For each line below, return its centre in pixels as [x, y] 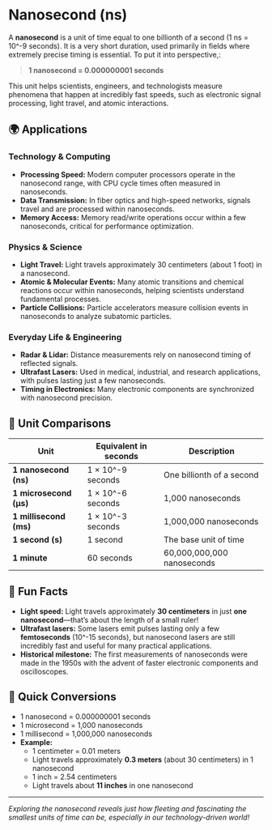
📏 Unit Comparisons [60, 423]
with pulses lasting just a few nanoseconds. [93, 381]
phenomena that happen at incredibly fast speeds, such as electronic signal [135, 94]
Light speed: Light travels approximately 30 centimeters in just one [133, 611]
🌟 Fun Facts [38, 592]
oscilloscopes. [44, 671]
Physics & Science [45, 247]
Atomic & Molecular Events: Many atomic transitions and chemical [132, 282]
